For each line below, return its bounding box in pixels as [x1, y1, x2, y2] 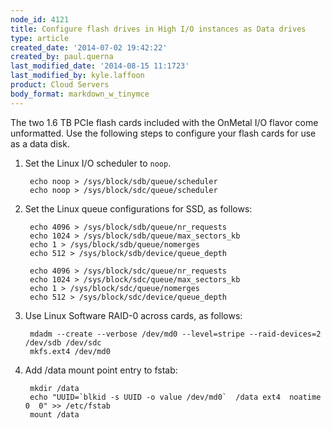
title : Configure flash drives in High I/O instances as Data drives [10, 24, 307, 34]
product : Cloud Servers [10, 80, 110, 90]
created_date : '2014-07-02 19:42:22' [10, 42, 168, 53]
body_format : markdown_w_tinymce [10, 89, 150, 99]
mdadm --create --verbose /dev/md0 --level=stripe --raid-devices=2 [29, 329, 322, 339]
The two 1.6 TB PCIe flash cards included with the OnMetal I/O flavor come [10, 116, 319, 128]
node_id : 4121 [10, 14, 70, 25]
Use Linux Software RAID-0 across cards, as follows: [24, 309, 243, 321]
